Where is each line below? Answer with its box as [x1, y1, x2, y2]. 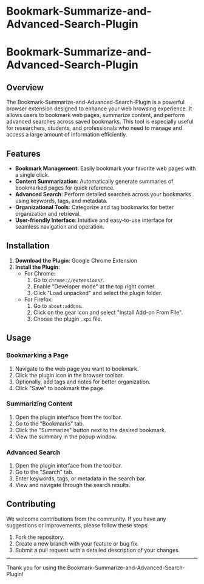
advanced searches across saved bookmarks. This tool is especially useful [6, 118, 194, 126]
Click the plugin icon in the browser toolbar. [15, 371, 124, 379]
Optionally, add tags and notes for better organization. [15, 378, 151, 385]
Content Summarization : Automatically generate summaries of [15, 178, 174, 185]
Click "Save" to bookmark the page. [15, 384, 105, 391]
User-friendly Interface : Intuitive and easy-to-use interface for [15, 216, 173, 224]
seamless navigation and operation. [15, 223, 104, 230]
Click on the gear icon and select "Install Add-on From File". [33, 308, 183, 316]
